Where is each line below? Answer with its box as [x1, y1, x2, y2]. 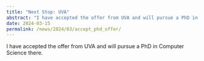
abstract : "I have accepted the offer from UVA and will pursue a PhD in [6, 15, 199, 21]
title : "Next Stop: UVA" [6, 9, 70, 15]
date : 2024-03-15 [6, 20, 51, 26]
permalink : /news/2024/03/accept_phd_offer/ [6, 26, 122, 32]
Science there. [6, 49, 43, 57]
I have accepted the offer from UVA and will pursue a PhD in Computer [6, 43, 184, 50]
